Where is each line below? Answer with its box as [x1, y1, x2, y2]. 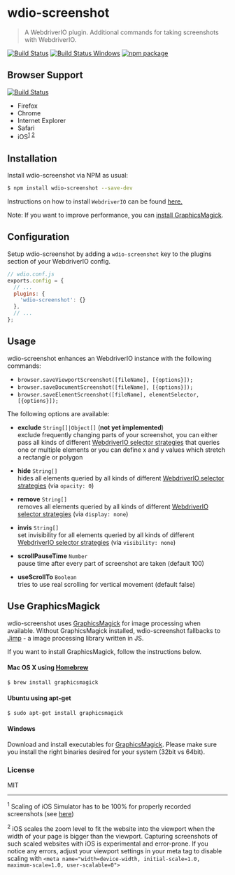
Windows [7, 725, 36, 733]
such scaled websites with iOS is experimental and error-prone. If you [7, 839, 208, 848]
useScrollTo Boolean [17, 572, 77, 581]
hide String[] [17, 467, 58, 475]
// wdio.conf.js [7, 271, 55, 278]
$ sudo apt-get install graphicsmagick [7, 709, 124, 716]
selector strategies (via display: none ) [17, 509, 129, 518]
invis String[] [17, 523, 59, 532]
